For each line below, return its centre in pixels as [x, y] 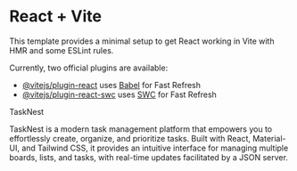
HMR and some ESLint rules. [62, 50]
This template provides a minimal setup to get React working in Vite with [142, 41]
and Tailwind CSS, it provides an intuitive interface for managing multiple [155, 148]
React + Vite [56, 16]
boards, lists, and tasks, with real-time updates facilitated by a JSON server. [148, 157]
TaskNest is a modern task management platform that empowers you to [141, 129]
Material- [270, 138]
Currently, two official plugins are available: [89, 68]
